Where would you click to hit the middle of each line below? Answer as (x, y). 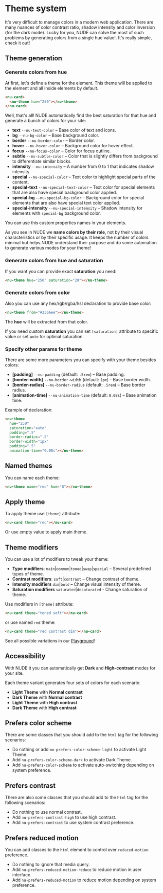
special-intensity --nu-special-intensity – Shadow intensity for (77, 208)
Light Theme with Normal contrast (47, 692)
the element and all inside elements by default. (52, 88)
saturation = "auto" (28, 428)
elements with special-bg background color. (56, 213)
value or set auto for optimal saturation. (45, 336)
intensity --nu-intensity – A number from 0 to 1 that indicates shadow (83, 166)
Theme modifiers (32, 547)
